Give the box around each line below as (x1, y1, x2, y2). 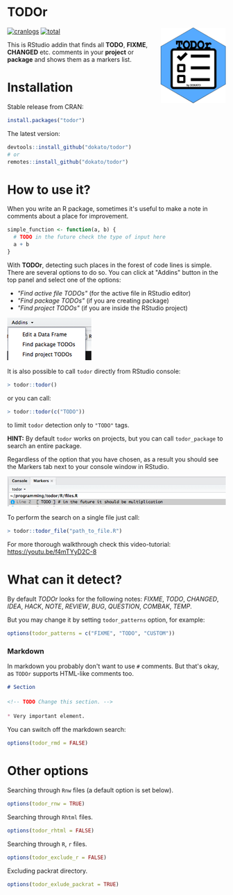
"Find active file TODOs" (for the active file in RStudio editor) (17, 289, 191, 297)
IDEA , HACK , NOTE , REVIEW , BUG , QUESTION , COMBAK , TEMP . (7, 602, 192, 611)
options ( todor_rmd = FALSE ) (7, 740, 89, 747)
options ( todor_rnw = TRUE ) (7, 801, 85, 808)
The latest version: (7, 129, 60, 137)
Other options (7, 763, 89, 779)
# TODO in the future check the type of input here (13, 234, 166, 241)
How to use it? (7, 182, 91, 198)
